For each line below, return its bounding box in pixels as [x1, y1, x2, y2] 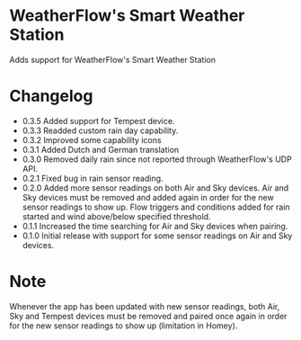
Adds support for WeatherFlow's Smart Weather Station [9, 54, 216, 65]
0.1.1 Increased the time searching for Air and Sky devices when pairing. [22, 220, 288, 231]
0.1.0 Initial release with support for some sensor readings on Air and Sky [22, 230, 293, 241]
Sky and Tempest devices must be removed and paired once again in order [9, 310, 288, 321]
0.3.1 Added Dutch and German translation [22, 144, 180, 155]
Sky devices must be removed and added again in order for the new [22, 192, 274, 202]
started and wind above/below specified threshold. [22, 210, 211, 221]
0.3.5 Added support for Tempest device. [22, 115, 175, 126]
